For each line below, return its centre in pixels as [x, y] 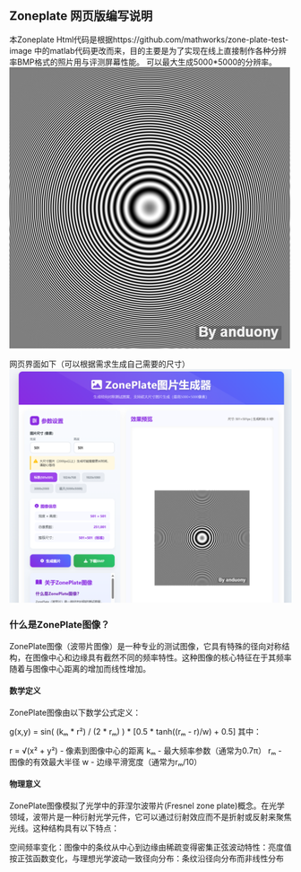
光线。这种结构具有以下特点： [64, 828]
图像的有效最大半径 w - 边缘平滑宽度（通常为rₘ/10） [106, 762]
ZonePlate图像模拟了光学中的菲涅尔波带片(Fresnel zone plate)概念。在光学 [147, 806]
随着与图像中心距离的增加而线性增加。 [80, 668]
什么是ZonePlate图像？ [60, 625]
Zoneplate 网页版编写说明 [81, 16]
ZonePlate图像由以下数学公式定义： [75, 712]
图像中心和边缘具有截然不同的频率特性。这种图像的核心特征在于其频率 [162, 657]
